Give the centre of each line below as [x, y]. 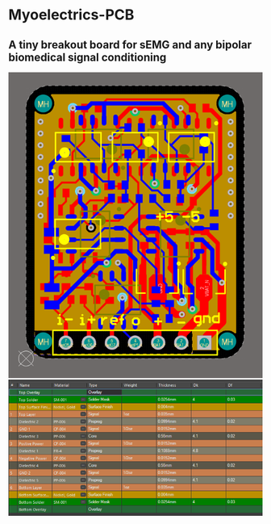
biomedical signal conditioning [88, 57]
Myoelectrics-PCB [71, 15]
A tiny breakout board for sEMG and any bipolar [130, 45]
